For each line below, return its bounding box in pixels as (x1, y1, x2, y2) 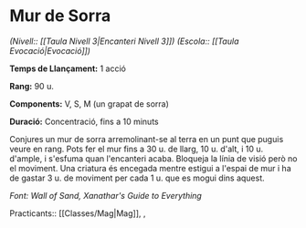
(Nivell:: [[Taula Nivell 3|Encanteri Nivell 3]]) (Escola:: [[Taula (9, 36, 239, 47)
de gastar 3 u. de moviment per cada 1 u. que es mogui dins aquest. (9, 172, 265, 183)
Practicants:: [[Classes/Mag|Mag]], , (9, 207, 146, 219)
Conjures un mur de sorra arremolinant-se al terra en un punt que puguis (9, 133, 284, 144)
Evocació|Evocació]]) (9, 45, 91, 56)
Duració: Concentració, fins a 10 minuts (9, 116, 159, 127)
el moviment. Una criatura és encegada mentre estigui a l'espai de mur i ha (9, 162, 292, 173)
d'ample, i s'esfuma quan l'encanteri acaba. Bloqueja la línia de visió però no (9, 152, 298, 164)
